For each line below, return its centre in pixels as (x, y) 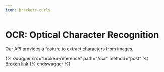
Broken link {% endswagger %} (38, 64)
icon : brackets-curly (28, 10)
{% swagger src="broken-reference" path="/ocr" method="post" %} (77, 58)
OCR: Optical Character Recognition (82, 34)
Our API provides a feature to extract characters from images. (69, 49)
